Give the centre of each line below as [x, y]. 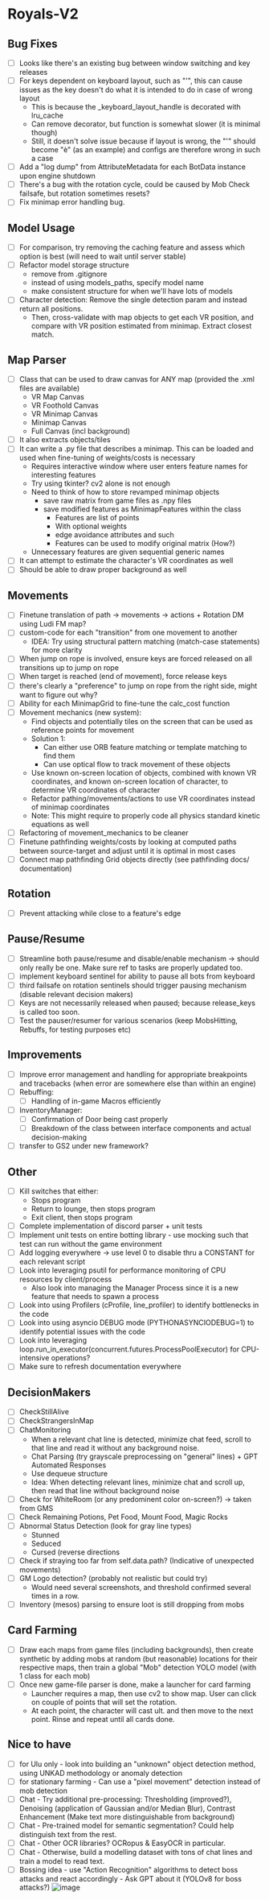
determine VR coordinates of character [96, 789]
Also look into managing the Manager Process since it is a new [134, 1288]
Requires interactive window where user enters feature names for [139, 466]
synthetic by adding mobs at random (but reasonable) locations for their [138, 1658]
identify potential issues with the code [82, 1332]
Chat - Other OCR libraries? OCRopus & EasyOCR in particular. [122, 1843]
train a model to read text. [62, 1861]
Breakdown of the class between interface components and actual [141, 1128]
